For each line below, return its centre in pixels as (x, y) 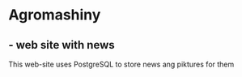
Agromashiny (55, 15)
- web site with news (62, 45)
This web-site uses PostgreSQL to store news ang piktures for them (121, 64)
